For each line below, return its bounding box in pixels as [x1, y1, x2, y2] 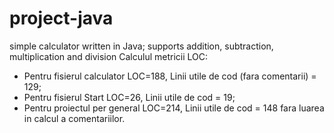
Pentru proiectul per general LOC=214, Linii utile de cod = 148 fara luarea [23, 102, 325, 114]
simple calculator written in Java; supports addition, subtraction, [9, 40, 274, 52]
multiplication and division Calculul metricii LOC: [9, 50, 209, 62]
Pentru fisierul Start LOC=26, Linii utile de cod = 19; [23, 91, 236, 103]
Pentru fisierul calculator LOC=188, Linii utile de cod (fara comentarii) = [23, 70, 317, 82]
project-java [9, 7, 114, 30]
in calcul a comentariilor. [23, 112, 126, 124]
